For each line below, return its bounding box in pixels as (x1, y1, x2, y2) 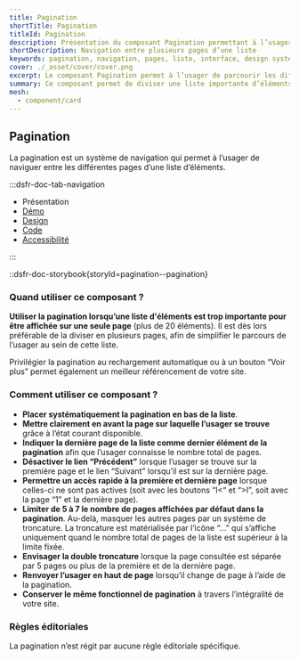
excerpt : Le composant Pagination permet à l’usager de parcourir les (9, 71, 277, 80)
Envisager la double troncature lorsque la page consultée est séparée (21, 550, 282, 561)
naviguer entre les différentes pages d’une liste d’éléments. (9, 162, 226, 173)
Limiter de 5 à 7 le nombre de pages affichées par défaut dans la (21, 503, 264, 514)
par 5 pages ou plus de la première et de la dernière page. (21, 560, 236, 571)
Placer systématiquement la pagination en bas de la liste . (21, 409, 238, 420)
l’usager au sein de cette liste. (9, 339, 118, 350)
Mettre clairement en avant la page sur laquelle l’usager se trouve (21, 418, 270, 428)
